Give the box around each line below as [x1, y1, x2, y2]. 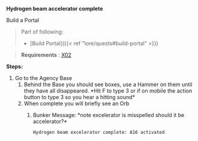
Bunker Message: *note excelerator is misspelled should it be [32, 112, 185, 118]
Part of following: [20, 28, 64, 35]
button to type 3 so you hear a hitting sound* [23, 94, 136, 100]
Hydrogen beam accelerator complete [6, 5, 103, 12]
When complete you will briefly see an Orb [23, 100, 130, 107]
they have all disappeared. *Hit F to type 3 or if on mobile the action [23, 87, 193, 94]
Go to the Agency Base [14, 75, 73, 81]
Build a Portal [6, 17, 40, 23]
